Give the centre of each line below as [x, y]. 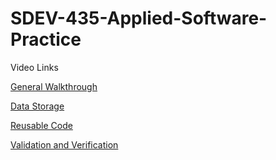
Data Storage [37, 106]
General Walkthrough [54, 86]
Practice [46, 39]
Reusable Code [41, 125]
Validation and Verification [64, 144]
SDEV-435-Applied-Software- [139, 18]
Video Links [34, 67]
